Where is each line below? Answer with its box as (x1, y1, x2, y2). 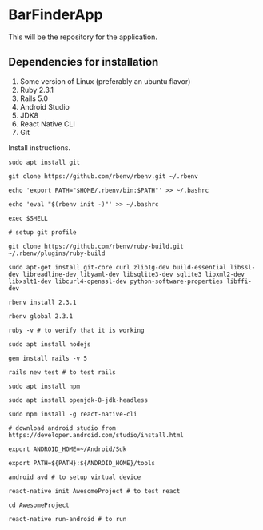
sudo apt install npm (8, 382, 81, 390)
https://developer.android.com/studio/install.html (8, 431, 184, 439)
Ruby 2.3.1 (19, 85, 54, 94)
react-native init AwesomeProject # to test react (8, 487, 181, 495)
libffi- (226, 277, 252, 285)
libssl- (229, 263, 256, 271)
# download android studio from (8, 424, 116, 432)
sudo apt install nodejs (8, 340, 91, 349)
